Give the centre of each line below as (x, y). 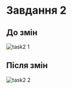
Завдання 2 (37, 10)
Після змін (27, 65)
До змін (22, 33)
